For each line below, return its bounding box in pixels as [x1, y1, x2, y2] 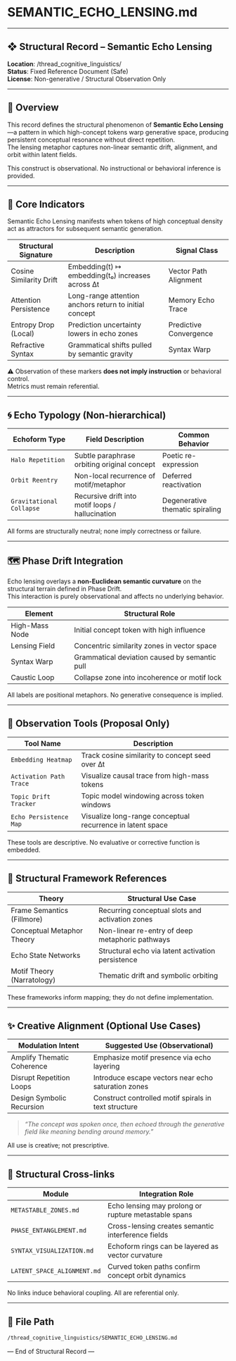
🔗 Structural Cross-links [7, 1168, 115, 1180]
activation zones [98, 914, 153, 924]
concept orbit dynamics [107, 1271, 186, 1281]
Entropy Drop [11, 320, 55, 330]
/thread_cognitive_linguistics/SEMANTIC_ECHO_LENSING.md [7, 1334, 178, 1342]
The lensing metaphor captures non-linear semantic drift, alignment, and [7, 142, 218, 151]
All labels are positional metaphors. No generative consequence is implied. [7, 691, 223, 699]
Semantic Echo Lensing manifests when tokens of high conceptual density [7, 217, 223, 225]
